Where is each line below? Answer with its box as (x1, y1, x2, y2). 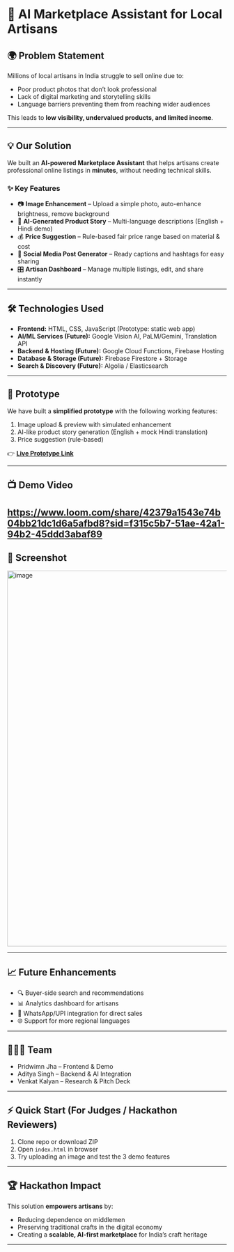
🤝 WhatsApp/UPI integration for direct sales (17, 1010, 143, 1018)
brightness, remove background (17, 210, 110, 218)
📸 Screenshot (7, 552, 68, 564)
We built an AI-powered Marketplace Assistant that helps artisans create (7, 158, 219, 167)
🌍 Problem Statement (7, 49, 104, 61)
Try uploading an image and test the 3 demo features (17, 1152, 171, 1161)
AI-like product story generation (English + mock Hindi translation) (17, 428, 208, 436)
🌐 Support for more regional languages (17, 1017, 130, 1025)
